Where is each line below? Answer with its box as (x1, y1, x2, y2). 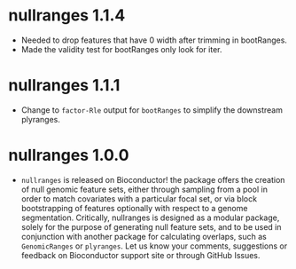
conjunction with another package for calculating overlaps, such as (20, 231, 267, 241)
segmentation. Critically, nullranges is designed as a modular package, (20, 212, 280, 223)
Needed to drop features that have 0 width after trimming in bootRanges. (20, 35, 287, 45)
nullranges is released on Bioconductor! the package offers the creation (20, 174, 285, 185)
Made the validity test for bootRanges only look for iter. (20, 44, 222, 54)
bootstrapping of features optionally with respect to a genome (20, 202, 248, 213)
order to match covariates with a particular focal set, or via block (20, 193, 258, 204)
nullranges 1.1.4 (8, 5, 126, 26)
